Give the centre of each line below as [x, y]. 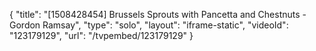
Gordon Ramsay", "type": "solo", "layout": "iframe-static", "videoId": [149, 25]
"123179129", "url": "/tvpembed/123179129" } [101, 35]
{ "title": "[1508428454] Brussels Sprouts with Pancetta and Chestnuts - [158, 14]
